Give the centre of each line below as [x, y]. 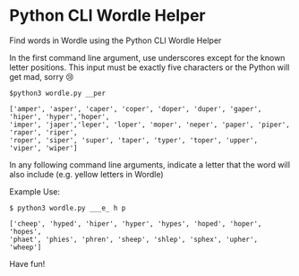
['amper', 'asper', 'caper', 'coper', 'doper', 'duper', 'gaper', [136, 108]
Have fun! [27, 263]
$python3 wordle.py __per [57, 93]
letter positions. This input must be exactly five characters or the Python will [149, 67]
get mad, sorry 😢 [42, 76]
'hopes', [26, 231]
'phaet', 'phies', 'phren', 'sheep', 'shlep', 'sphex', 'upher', [133, 239]
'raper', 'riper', [43, 132]
